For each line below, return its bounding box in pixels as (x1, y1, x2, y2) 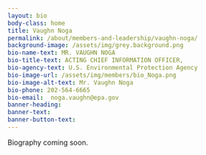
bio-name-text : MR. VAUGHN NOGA (7, 49, 115, 57)
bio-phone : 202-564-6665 (7, 85, 91, 94)
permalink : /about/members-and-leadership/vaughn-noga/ (7, 34, 198, 42)
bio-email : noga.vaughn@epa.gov (7, 93, 119, 101)
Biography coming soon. (7, 137, 89, 147)
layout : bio (7, 11, 47, 20)
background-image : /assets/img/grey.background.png (7, 42, 184, 50)
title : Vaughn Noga (7, 26, 73, 34)
